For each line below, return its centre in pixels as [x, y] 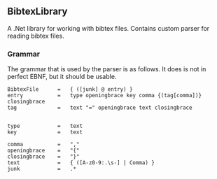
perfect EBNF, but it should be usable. [62, 77]
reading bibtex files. [36, 36]
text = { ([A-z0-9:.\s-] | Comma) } [81, 163]
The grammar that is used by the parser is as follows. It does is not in [107, 69]
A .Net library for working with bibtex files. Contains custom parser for [108, 28]
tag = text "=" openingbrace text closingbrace [100, 108]
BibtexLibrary [37, 12]
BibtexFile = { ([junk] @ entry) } [70, 89]
